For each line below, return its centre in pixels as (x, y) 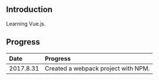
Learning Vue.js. (26, 23)
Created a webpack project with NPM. (97, 68)
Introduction (29, 10)
